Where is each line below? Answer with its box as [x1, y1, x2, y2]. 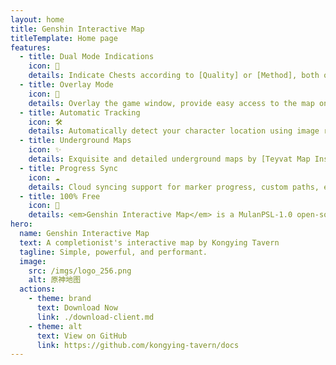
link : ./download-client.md [36, 312, 155, 322]
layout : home [10, 14, 65, 25]
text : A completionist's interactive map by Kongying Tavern [19, 237, 280, 248]
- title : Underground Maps [19, 136, 132, 146]
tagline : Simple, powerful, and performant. [19, 247, 208, 257]
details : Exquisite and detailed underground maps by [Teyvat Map [28, 154, 311, 164]
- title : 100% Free [19, 191, 101, 201]
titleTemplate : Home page [10, 33, 118, 43]
